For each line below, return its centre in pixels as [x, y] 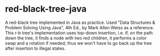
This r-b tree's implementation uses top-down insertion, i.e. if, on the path [79, 33]
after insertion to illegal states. [35, 48]
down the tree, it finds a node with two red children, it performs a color [76, 38]
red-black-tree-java [46, 9]
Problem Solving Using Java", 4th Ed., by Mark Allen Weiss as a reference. [80, 27]
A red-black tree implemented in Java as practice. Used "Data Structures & [80, 22]
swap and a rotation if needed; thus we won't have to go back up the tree [79, 43]
